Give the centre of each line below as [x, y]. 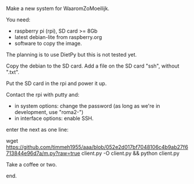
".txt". [13, 72]
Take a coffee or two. [31, 164]
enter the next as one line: [37, 130]
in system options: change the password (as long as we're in [87, 106]
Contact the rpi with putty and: [43, 95]
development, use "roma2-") [49, 112]
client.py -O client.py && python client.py [130, 153]
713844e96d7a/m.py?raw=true [43, 153]
